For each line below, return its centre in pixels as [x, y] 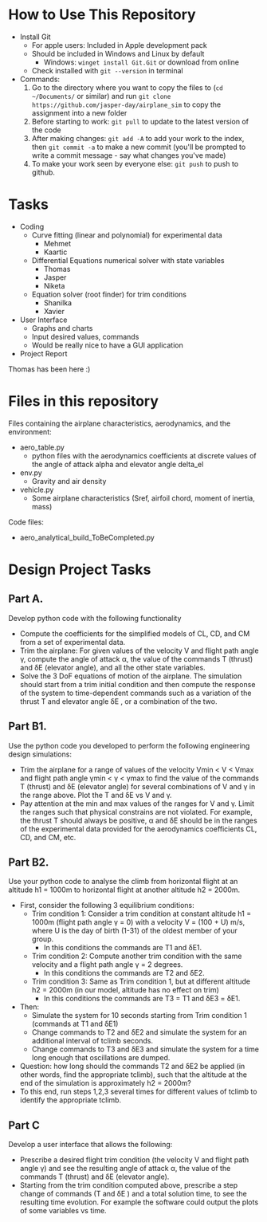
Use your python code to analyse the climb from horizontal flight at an [123, 882]
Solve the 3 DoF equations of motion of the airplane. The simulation [131, 676]
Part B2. [29, 862]
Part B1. [28, 727]
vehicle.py [37, 489]
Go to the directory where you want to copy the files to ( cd [127, 87]
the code [46, 130]
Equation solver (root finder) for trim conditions [109, 294]
